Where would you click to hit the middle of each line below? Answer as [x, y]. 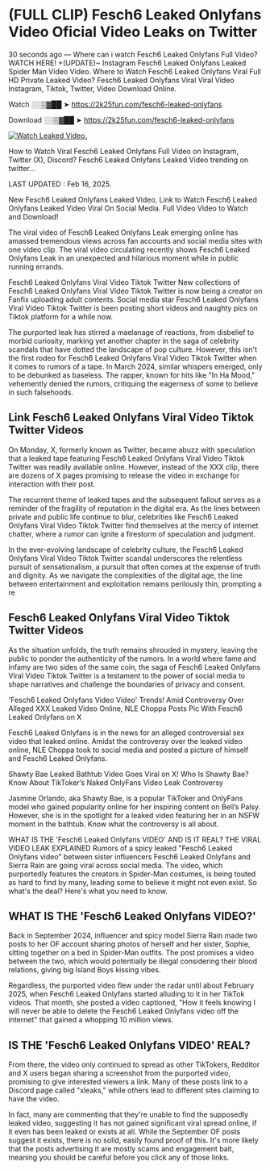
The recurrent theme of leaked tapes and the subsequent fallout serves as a [135, 499]
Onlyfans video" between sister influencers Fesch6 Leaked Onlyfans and [130, 856]
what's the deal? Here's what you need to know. [88, 891]
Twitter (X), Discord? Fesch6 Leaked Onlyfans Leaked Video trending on [129, 160]
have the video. [34, 1099]
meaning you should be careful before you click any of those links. [119, 1157]
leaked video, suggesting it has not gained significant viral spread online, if [133, 1123]
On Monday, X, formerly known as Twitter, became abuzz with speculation [132, 449]
